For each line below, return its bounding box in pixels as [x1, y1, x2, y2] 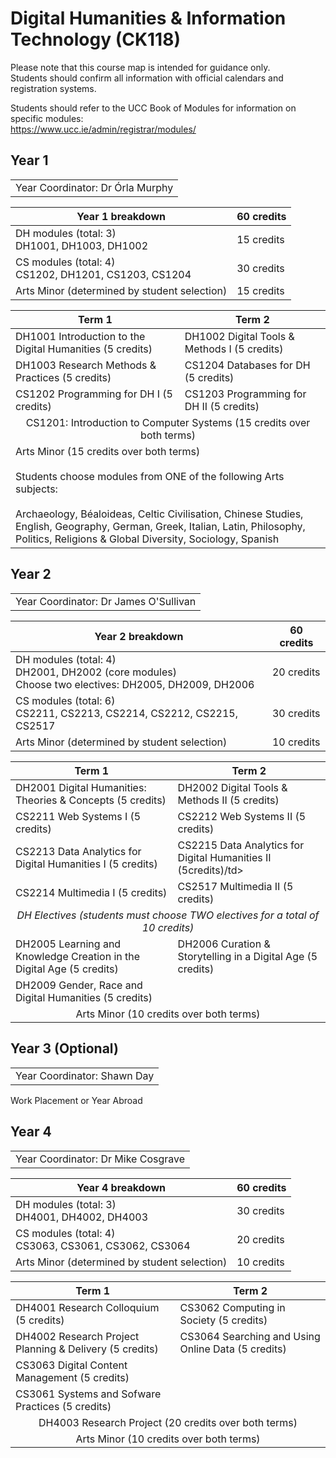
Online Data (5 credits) [179, 1342, 287, 1356]
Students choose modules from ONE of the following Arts [15, 469, 285, 483]
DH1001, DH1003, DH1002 [15, 238, 148, 252]
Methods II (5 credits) [177, 793, 280, 807]
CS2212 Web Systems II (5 [177, 809, 307, 823]
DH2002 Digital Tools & [177, 780, 288, 794]
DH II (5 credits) [184, 399, 260, 413]
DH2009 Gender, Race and [15, 978, 143, 992]
